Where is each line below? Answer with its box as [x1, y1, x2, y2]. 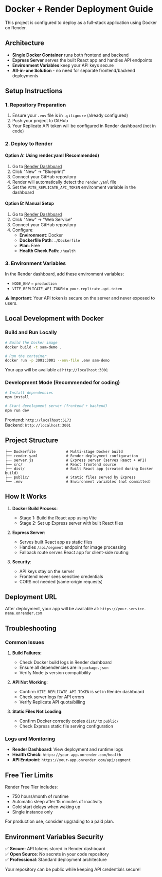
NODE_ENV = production [12, 280, 57, 286]
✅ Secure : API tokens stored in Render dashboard [5, 846, 106, 852]
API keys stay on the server [19, 568, 74, 574]
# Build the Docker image [5, 340, 57, 345]
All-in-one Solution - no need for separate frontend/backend [12, 67, 135, 73]
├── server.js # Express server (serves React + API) [5, 458, 147, 463]
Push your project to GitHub [12, 118, 68, 124]
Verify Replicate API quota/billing [19, 699, 86, 705]
